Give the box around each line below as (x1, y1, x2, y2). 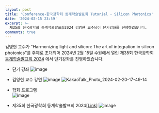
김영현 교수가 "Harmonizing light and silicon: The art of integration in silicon (5, 44, 154, 49)
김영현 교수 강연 (12, 76, 42, 82)
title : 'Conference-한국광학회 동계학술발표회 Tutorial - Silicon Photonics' (5, 12, 154, 17)
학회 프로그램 (12, 87, 37, 93)
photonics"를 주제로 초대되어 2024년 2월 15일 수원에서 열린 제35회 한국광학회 (5, 50, 154, 56)
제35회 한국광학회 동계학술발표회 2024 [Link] (12, 103, 98, 108)
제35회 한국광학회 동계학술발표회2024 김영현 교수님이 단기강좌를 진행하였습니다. (9, 25, 147, 30)
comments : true (5, 30, 36, 35)
